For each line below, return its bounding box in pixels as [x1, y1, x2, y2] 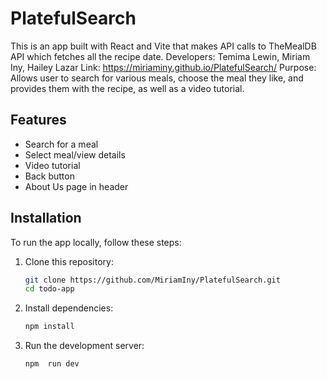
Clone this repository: [24, 255, 114, 267]
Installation [10, 210, 82, 227]
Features [10, 112, 67, 129]
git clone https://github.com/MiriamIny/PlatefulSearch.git [24, 275, 281, 285]
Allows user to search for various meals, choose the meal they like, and [10, 72, 304, 84]
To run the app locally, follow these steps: [10, 236, 182, 248]
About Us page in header [24, 180, 129, 192]
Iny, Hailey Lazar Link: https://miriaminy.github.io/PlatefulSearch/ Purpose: [10, 61, 317, 73]
